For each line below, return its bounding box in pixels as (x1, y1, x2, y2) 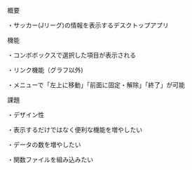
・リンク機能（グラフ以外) (7, 66, 84, 74)
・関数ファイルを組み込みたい (7, 155, 93, 164)
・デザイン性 (7, 111, 44, 119)
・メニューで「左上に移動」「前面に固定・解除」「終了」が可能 (7, 81, 186, 89)
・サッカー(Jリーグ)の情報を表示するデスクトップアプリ (7, 21, 170, 30)
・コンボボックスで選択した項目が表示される (7, 51, 137, 59)
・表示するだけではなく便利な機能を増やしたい (7, 126, 142, 133)
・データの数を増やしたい (7, 140, 81, 149)
